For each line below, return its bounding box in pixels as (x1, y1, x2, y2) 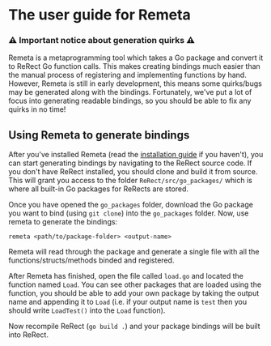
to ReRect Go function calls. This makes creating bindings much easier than (8, 62, 260, 71)
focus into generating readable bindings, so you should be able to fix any (8, 96, 252, 106)
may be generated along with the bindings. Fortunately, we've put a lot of (8, 88, 252, 97)
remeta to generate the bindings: (8, 217, 118, 227)
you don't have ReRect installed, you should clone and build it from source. (8, 167, 258, 177)
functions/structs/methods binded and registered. (8, 255, 175, 265)
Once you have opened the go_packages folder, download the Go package (8, 200, 253, 210)
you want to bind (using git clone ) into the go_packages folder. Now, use (8, 208, 249, 218)
